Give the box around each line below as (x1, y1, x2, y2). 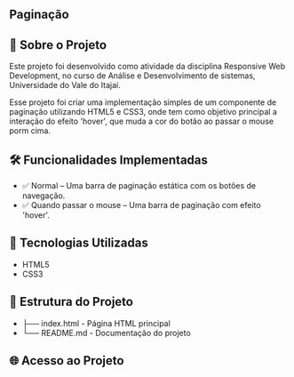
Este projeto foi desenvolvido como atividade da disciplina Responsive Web (9, 61, 286, 72)
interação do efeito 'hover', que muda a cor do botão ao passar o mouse (9, 116, 274, 127)
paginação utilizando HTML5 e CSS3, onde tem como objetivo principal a (9, 107, 277, 117)
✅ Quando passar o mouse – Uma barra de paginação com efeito (21, 200, 261, 211)
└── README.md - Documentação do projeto (21, 327, 191, 338)
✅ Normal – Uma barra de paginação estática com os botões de (21, 180, 256, 191)
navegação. (21, 190, 66, 201)
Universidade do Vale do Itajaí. (9, 80, 122, 91)
